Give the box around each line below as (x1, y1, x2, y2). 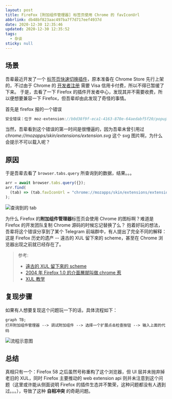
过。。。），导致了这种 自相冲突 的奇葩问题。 (5, 388, 93, 394)
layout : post (5, 7, 33, 13)
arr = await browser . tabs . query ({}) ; (5, 180, 86, 185)
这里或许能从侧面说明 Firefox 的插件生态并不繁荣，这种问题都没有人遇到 (14, 382, 166, 388)
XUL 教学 (25, 276, 45, 282)
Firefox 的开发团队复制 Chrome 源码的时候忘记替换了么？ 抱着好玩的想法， (5, 222, 163, 228)
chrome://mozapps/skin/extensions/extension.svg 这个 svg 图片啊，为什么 (5, 132, 163, 139)
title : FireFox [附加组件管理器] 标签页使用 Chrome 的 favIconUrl (5, 12, 140, 17)
